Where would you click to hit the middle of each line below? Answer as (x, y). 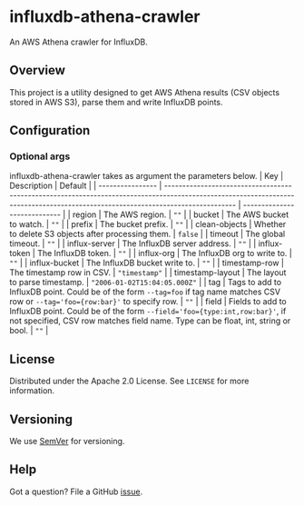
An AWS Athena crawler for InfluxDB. (78, 42)
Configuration (50, 130)
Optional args (40, 156)
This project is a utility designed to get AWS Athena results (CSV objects (144, 92)
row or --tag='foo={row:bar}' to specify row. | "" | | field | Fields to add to (148, 302)
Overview (38, 70)
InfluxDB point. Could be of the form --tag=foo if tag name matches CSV (145, 292)
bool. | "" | (29, 331)
